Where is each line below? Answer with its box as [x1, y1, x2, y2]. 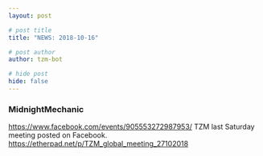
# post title [8, 26, 52, 34]
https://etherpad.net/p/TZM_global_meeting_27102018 [8, 139, 189, 149]
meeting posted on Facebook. [8, 130, 108, 140]
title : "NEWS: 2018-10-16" [8, 34, 99, 42]
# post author [8, 48, 56, 56]
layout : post [8, 11, 52, 20]
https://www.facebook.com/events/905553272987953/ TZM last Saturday [8, 122, 255, 132]
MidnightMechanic [8, 103, 84, 114]
